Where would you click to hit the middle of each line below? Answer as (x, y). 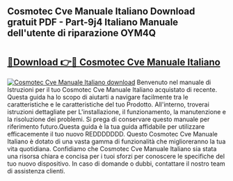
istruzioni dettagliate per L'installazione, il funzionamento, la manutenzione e (116, 112)
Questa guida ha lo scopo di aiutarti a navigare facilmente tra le (98, 97)
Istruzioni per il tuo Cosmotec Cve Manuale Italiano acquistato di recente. (112, 89)
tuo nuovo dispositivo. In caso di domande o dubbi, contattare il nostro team (116, 164)
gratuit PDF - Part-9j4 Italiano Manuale (93, 23)
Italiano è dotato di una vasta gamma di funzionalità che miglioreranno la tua (116, 141)
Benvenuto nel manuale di (174, 82)
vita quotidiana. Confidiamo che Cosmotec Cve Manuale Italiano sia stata (112, 149)
